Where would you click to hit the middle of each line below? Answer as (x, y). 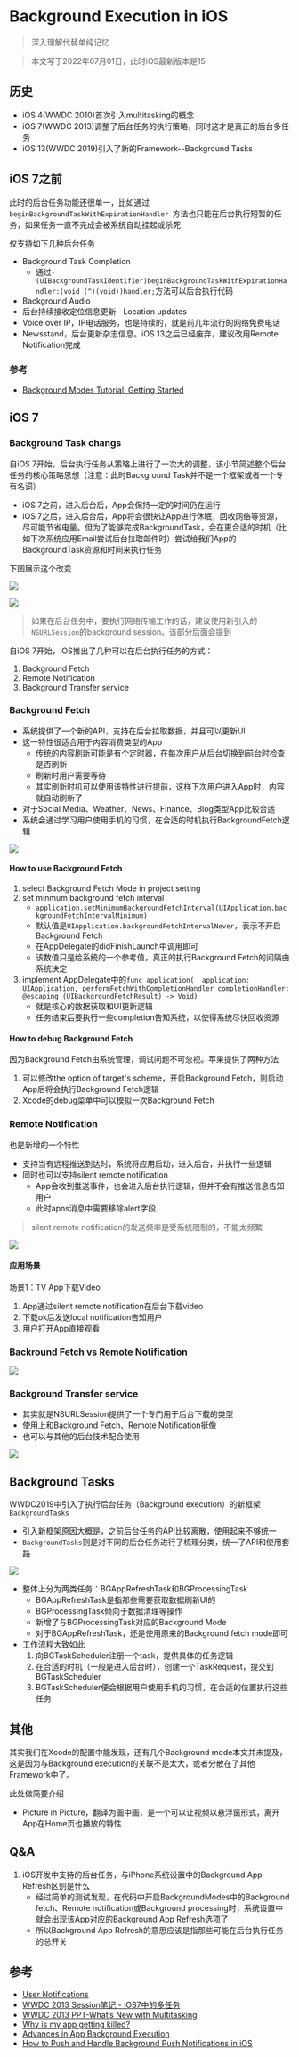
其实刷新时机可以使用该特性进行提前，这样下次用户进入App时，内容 (160, 786)
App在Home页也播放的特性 (72, 1823)
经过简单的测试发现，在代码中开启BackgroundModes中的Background (162, 1897)
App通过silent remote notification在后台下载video (113, 1306)
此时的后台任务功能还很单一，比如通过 (79, 202)
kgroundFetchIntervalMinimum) (92, 916)
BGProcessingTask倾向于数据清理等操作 (109, 1611)
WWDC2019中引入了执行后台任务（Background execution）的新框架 (135, 1504)
